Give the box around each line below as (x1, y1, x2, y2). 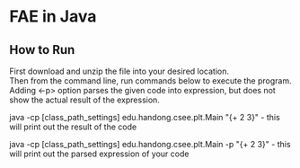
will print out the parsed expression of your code (9, 148, 190, 159)
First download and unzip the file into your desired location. (9, 66, 230, 76)
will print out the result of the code (9, 121, 137, 132)
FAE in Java (9, 6, 97, 27)
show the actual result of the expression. (9, 94, 160, 105)
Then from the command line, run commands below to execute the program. (9, 75, 292, 86)
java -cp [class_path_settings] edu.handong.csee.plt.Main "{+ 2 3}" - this (9, 112, 280, 122)
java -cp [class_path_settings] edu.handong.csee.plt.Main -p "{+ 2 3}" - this (9, 139, 291, 149)
